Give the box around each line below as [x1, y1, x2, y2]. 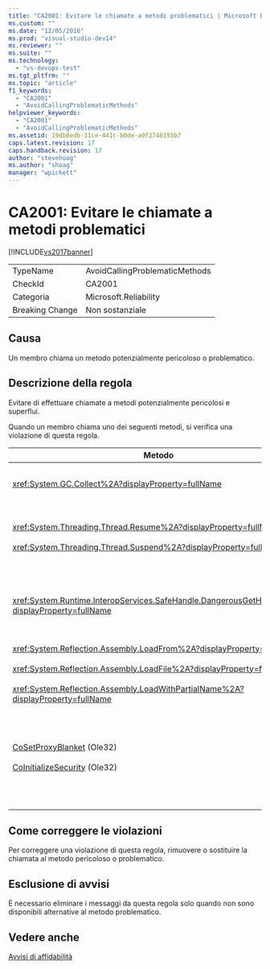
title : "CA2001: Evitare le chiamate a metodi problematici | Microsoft [8, 11, 257, 20]
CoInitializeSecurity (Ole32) [12, 762, 118, 773]
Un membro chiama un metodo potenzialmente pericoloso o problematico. [8, 353, 255, 363]
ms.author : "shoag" [8, 162, 74, 170]
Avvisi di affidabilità [8, 952, 73, 961]
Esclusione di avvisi [8, 877, 110, 891]
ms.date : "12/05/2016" [8, 27, 84, 35]
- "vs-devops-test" [15, 64, 81, 72]
